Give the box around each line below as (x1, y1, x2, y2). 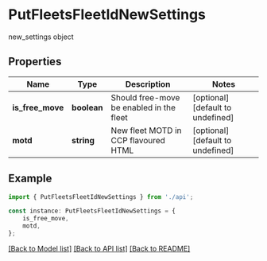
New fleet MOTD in (110, 125, 182, 136)
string (71, 134, 95, 146)
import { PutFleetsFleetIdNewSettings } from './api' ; (8, 193, 194, 201)
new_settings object (8, 32, 74, 41)
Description (125, 78, 171, 89)
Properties (8, 55, 62, 68)
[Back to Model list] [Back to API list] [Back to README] (8, 243, 191, 253)
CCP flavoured (110, 134, 165, 146)
